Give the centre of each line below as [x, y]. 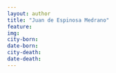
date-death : [24, 59]
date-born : [23, 46]
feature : [20, 26]
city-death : [24, 53]
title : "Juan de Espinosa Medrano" [58, 20]
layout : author [29, 14]
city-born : [23, 40]
